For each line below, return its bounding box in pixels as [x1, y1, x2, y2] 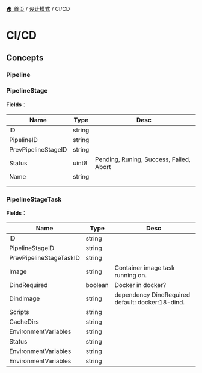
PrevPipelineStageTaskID [9, 254, 80, 262]
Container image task [114, 264, 176, 272]
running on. [114, 271, 147, 280]
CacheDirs [9, 318, 39, 326]
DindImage [9, 294, 40, 303]
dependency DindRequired [114, 291, 191, 299]
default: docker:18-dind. [114, 298, 185, 307]
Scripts [9, 308, 29, 316]
